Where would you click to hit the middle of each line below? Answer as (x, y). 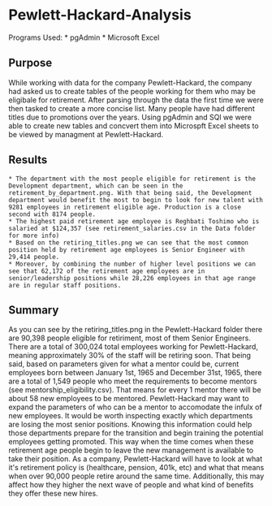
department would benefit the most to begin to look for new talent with (136, 200)
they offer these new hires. (54, 494)
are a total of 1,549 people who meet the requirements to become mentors (133, 381)
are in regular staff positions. (65, 285)
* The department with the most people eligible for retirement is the (132, 179)
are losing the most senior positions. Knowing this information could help (130, 425)
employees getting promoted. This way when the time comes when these (131, 442)
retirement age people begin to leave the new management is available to (131, 450)
